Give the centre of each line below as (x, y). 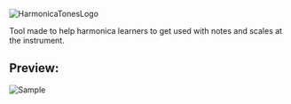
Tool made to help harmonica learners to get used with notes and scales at (145, 31)
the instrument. (37, 40)
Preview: (34, 68)
